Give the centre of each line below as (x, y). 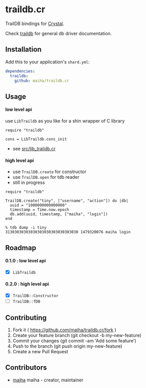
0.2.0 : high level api (27, 284)
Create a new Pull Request (40, 351)
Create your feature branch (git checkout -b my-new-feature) (77, 335)
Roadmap (21, 248)
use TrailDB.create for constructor (49, 172)
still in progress (29, 183)
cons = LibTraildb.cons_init (36, 139)
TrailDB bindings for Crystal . (35, 23)
